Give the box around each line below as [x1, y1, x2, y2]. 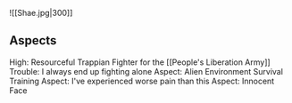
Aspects [9, 33, 57, 48]
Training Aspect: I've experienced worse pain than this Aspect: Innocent [9, 75, 275, 86]
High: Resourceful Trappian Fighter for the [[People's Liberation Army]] [9, 57, 271, 67]
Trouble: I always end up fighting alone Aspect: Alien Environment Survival [9, 66, 284, 76]
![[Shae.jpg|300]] [9, 8, 73, 18]
